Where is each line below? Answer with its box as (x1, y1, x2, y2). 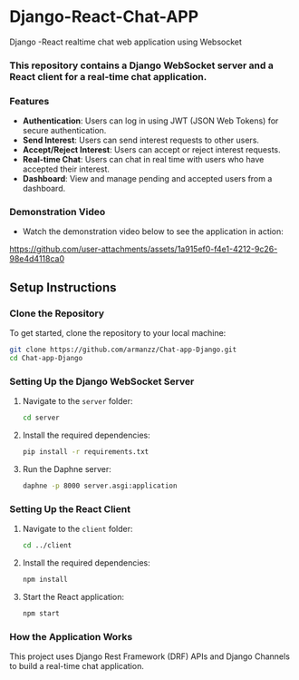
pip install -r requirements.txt (22, 448, 149, 457)
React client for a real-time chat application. (9, 70, 207, 83)
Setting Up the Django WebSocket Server (9, 375, 195, 388)
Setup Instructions (9, 280, 117, 295)
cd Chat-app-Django (9, 354, 83, 363)
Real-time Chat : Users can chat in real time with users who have (22, 154, 265, 165)
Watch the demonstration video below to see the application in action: (22, 226, 284, 237)
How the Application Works (9, 630, 133, 643)
